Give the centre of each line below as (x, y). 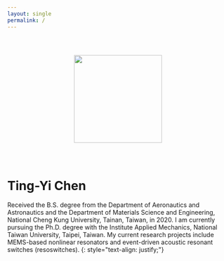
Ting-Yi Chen (47, 186)
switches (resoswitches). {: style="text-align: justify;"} (86, 250)
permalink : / (26, 20)
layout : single (29, 14)
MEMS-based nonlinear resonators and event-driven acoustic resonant (110, 242)
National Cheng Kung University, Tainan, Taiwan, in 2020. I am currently (111, 220)
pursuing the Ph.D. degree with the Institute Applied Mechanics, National (112, 227)
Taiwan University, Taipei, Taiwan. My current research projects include (111, 235)
